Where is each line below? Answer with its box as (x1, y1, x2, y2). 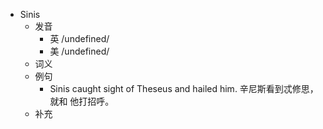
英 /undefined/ (49, 33, 110, 44)
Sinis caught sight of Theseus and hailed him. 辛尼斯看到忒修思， (49, 83, 319, 94)
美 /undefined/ (49, 45, 110, 57)
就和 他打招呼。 (49, 95, 115, 107)
